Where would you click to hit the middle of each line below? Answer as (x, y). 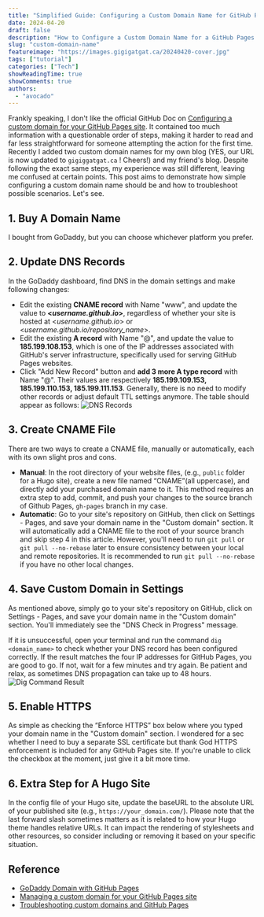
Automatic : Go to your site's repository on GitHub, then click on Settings (137, 514)
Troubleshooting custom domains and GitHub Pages (104, 904)
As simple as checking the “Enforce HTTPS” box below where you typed (126, 726)
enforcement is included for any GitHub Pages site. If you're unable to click (130, 751)
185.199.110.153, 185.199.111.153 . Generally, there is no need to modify (133, 388)
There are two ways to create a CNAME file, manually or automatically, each (131, 449)
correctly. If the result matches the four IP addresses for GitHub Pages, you (130, 656)
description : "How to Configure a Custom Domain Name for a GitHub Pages (132, 37)
